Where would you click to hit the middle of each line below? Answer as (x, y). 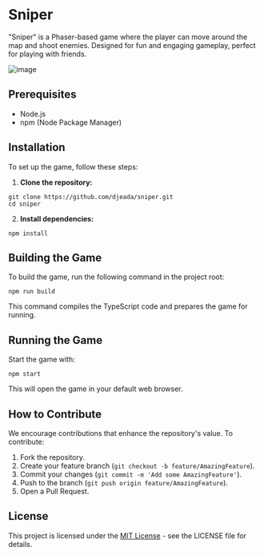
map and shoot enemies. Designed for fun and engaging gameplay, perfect (132, 45)
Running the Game (55, 340)
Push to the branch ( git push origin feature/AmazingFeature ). (124, 483)
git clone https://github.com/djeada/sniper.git (91, 197)
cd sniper (25, 204)
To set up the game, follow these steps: (73, 166)
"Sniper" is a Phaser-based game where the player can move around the (128, 37)
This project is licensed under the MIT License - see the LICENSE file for (127, 535)
